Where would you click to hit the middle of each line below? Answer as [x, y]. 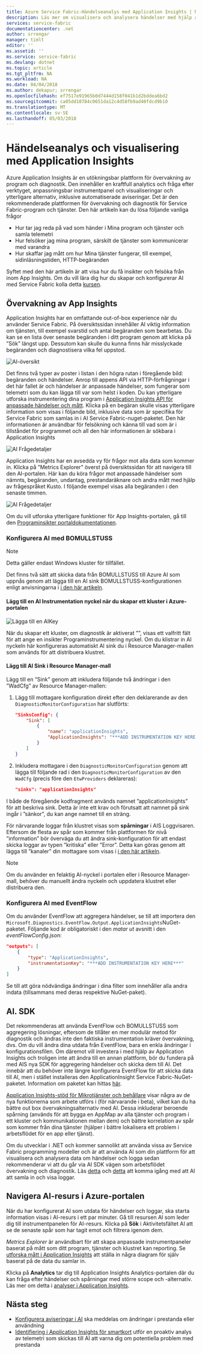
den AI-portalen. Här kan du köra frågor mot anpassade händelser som [94, 473]
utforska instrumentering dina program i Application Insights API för [90, 399]
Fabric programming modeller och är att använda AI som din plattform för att [101, 1151]
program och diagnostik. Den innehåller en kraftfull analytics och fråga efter [100, 184]
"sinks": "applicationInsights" [55, 789]
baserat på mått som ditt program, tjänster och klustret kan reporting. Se [96, 1248]
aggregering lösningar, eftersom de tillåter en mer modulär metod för [91, 1032]
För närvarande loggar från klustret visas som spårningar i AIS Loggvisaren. [101, 825]
